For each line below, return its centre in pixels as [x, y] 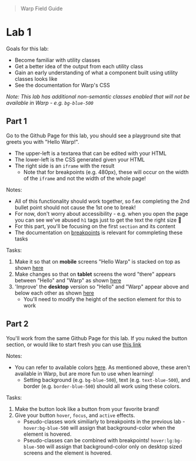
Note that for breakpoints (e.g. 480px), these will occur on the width [106, 172]
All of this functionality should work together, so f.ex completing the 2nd [102, 201]
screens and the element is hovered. [68, 453]
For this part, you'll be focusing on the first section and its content [95, 226]
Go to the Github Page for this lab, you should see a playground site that [94, 136]
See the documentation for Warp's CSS [62, 85]
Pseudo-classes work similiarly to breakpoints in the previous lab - [104, 422]
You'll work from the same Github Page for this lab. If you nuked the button [97, 338]
